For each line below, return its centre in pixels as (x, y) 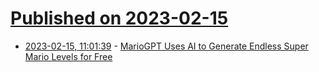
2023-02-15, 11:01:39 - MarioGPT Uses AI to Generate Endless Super (166, 46)
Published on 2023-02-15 (119, 18)
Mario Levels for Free (68, 56)
